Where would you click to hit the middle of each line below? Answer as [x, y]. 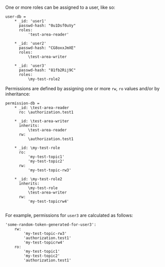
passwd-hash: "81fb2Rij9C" [47, 70]
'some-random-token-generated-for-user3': [51, 225]
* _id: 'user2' [30, 43]
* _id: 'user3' [30, 66]
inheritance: [18, 94]
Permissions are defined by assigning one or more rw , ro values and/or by [82, 88]
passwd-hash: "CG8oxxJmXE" [47, 48]
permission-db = [22, 103]
